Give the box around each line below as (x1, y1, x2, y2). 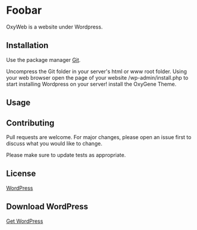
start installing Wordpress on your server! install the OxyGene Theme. (6, 80, 177, 87)
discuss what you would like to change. (6, 140, 103, 147)
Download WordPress (6, 201, 88, 212)
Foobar (6, 4, 42, 17)
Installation (6, 40, 49, 51)
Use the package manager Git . (6, 56, 81, 63)
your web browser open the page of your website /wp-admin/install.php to (6, 74, 189, 81)
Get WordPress (6, 218, 43, 225)
